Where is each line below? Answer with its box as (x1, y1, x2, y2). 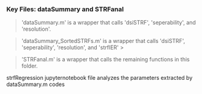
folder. (21, 62, 38, 69)
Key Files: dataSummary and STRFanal (6, 5, 124, 14)
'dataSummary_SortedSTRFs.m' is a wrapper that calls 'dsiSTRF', (21, 37, 185, 45)
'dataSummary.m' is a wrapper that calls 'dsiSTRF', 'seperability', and (21, 19, 196, 26)
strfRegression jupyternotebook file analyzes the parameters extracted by (6, 74, 193, 82)
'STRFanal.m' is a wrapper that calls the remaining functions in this (21, 56, 190, 63)
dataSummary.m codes (6, 80, 65, 88)
